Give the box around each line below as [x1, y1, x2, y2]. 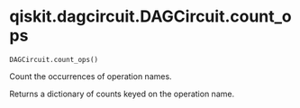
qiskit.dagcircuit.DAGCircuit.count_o [9, 6, 293, 27]
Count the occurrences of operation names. [9, 70, 173, 82]
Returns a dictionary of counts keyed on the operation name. [9, 88, 235, 99]
